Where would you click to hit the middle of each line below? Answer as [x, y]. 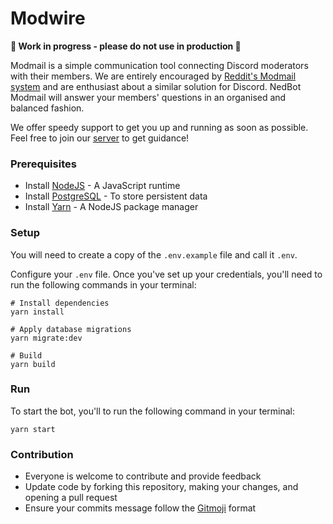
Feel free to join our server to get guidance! [100, 138]
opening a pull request [71, 498]
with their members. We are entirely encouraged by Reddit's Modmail [153, 76]
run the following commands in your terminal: [103, 284]
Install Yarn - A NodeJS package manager [111, 207]
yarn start [33, 429]
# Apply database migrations [71, 329]
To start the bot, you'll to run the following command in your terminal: [153, 411]
